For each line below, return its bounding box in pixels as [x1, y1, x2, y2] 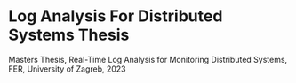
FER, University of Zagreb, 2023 [8, 64, 126, 74]
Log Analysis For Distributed [8, 6, 223, 26]
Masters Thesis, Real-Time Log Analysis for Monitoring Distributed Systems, [8, 54, 288, 64]
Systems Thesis [8, 25, 130, 45]
